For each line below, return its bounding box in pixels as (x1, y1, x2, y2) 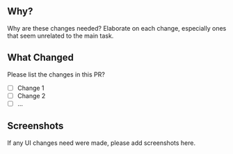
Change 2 (17, 91, 46, 100)
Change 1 (17, 84, 45, 92)
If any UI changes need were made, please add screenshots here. (7, 139, 196, 147)
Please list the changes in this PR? (7, 70, 106, 79)
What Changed (7, 52, 74, 63)
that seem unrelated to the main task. (7, 31, 114, 40)
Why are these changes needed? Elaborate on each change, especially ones (7, 24, 227, 32)
